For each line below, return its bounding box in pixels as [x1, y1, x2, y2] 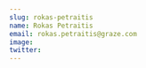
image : [9, 37, 34, 47]
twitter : [9, 46, 42, 55]
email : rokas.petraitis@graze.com [9, 29, 138, 38]
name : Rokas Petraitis [9, 21, 93, 30]
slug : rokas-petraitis [9, 12, 93, 22]
